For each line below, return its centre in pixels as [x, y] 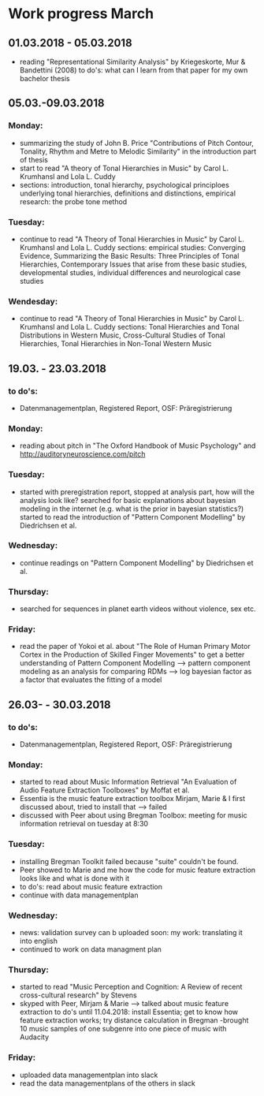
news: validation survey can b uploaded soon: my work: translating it [131, 933]
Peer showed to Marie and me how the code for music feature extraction [138, 870]
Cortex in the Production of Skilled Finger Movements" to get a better [132, 654]
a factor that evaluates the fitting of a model [91, 680]
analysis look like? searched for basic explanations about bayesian [128, 500]
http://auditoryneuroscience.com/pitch [82, 454]
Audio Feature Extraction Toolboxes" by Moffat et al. [104, 790]
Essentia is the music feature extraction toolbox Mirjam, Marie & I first [132, 799]
